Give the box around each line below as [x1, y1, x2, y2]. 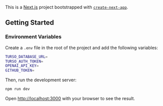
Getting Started [5, 18, 54, 27]
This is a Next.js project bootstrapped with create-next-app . [5, 4, 129, 10]
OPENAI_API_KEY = [5, 63, 39, 68]
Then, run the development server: [5, 77, 77, 83]
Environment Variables [5, 33, 62, 40]
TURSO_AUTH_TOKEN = [5, 59, 43, 64]
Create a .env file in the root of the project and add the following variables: [5, 45, 159, 51]
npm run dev [5, 87, 30, 92]
